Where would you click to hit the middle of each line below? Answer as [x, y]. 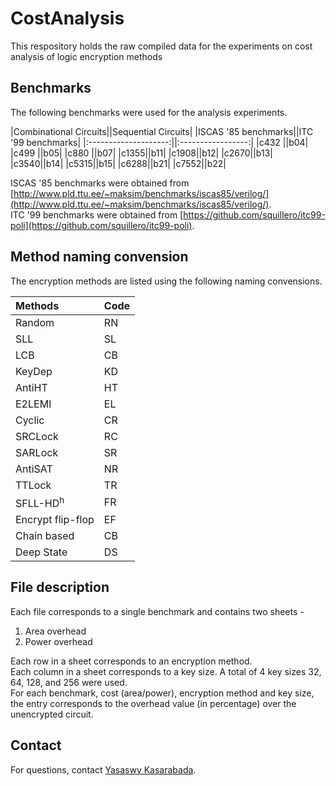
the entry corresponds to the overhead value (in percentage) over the [153, 703]
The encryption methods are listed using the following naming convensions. [166, 281]
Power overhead [58, 641]
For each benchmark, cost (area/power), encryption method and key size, [162, 693]
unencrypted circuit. [52, 714]
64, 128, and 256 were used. [69, 682]
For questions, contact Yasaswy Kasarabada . [103, 769]
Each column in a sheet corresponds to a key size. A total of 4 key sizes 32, [166, 671]
